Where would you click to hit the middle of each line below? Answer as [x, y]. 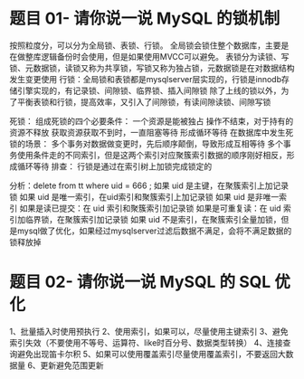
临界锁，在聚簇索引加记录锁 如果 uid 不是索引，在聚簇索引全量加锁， [153, 219]
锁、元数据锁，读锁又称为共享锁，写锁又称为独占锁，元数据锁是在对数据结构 [152, 68]
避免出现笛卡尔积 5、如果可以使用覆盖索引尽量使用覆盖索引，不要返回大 [152, 354]
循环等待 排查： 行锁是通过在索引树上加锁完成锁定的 [114, 166]
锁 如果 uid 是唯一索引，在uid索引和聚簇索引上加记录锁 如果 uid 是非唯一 [144, 196]
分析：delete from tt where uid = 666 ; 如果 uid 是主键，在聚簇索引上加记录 [149, 185]
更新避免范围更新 [72, 365]
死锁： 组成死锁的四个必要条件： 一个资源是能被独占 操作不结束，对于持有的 [152, 121]
